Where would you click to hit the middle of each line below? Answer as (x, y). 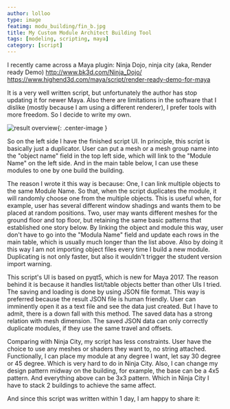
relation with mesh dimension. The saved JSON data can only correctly (107, 321)
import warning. (30, 264)
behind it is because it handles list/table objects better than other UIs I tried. (114, 284)
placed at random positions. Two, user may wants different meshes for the (112, 213)
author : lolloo (29, 13)
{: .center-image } (82, 128)
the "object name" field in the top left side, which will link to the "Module (109, 156)
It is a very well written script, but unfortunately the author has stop (102, 93)
